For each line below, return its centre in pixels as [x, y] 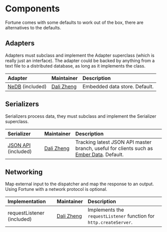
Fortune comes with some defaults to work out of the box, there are [74, 22]
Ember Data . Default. [100, 155]
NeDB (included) [27, 86]
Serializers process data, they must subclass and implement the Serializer [81, 116]
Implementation [27, 202]
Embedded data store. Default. [118, 86]
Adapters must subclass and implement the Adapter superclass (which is [80, 55]
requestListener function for [121, 216]
